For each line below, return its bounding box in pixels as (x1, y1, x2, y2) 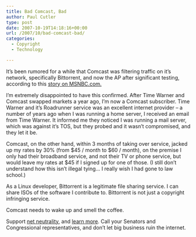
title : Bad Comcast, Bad (6, 8, 67, 15)
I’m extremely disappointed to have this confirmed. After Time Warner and (6, 91, 185, 98)
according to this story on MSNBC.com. (6, 80, 102, 87)
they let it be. (6, 129, 38, 136)
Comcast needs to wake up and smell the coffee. (6, 206, 124, 214)
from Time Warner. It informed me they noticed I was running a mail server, (6, 116, 187, 123)
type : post (6, 19, 33, 25)
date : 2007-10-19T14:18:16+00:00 (6, 25, 88, 31)
